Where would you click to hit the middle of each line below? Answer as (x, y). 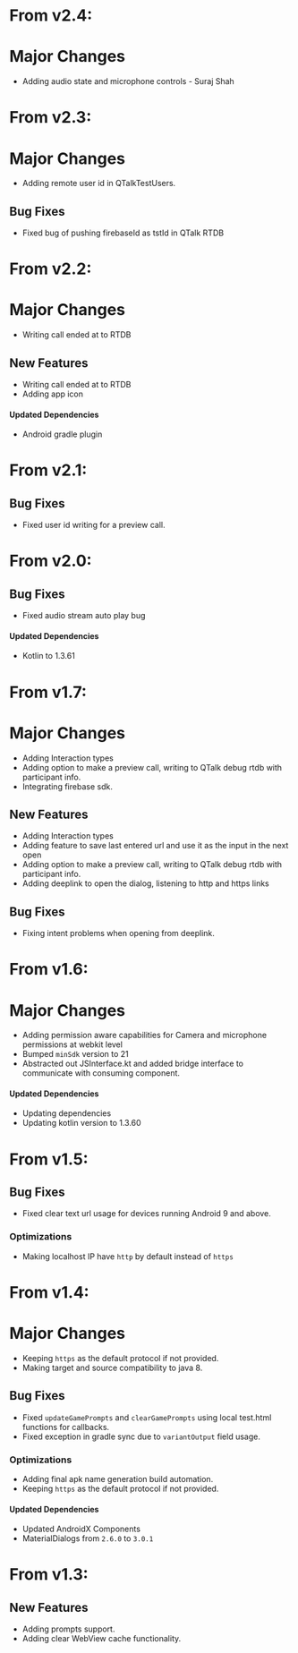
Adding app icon (52, 394)
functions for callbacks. (66, 1427)
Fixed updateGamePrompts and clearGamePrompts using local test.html (147, 1417)
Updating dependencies (67, 1113)
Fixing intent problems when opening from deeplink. (118, 933)
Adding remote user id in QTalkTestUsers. (99, 183)
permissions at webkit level (72, 1044)
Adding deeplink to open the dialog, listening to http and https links (146, 883)
